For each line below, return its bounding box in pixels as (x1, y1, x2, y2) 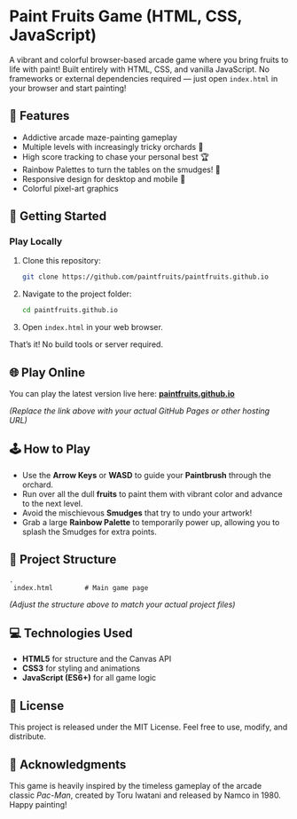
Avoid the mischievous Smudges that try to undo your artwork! (21, 508, 253, 518)
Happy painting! (9, 799, 68, 810)
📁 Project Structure (9, 552, 117, 567)
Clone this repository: (21, 256, 101, 266)
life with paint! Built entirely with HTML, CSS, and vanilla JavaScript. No (9, 64, 270, 75)
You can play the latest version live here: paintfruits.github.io (9, 389, 235, 398)
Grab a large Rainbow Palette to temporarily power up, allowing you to (21, 516, 280, 527)
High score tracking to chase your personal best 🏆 (21, 151, 210, 161)
